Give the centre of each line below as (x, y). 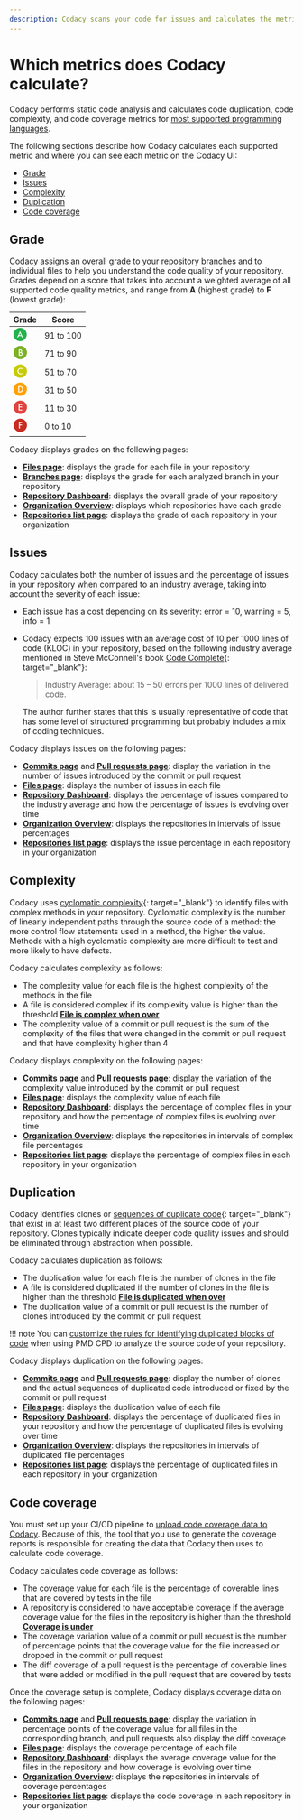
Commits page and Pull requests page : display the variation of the (147, 1078)
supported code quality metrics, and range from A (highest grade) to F (141, 290)
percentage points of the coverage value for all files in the (130, 1729)
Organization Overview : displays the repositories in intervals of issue (151, 823)
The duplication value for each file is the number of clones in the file (149, 1278)
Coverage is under (58, 1627)
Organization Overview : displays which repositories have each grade (152, 505)
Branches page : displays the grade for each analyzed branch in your (151, 476)
